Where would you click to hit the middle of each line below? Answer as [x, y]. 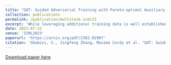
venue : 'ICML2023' [25, 33]
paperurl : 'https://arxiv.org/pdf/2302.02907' [55, 38]
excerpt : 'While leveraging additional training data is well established [86, 24]
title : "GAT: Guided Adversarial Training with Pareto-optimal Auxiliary [85, 10]
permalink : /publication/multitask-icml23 [51, 19]
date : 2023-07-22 [24, 29]
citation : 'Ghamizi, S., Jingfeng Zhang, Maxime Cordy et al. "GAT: [79, 43]
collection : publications [33, 15]
